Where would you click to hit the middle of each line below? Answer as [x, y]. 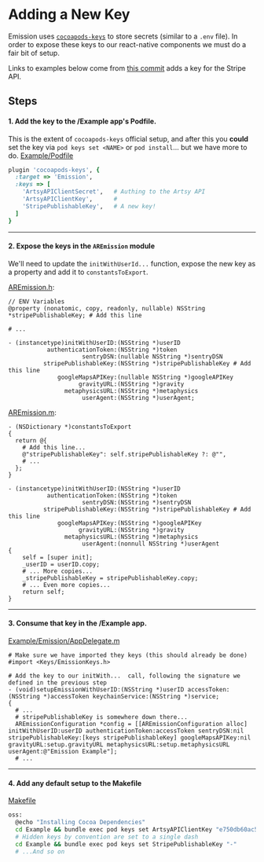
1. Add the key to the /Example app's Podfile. [82, 121]
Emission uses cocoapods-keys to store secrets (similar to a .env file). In [123, 36]
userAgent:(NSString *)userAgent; [138, 398]
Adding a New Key [69, 15]
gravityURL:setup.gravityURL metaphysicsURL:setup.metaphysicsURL [119, 744]
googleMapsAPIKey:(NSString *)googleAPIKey [130, 523]
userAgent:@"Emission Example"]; [63, 751]
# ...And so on [40, 851]
